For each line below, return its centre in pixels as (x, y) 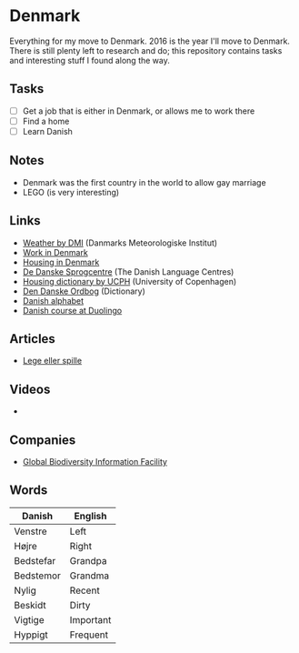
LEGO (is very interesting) (71, 192)
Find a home (46, 121)
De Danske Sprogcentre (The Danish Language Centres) (128, 271)
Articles (33, 339)
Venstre (30, 531)
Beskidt (30, 605)
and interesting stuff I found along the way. (90, 60)
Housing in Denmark (61, 262)
